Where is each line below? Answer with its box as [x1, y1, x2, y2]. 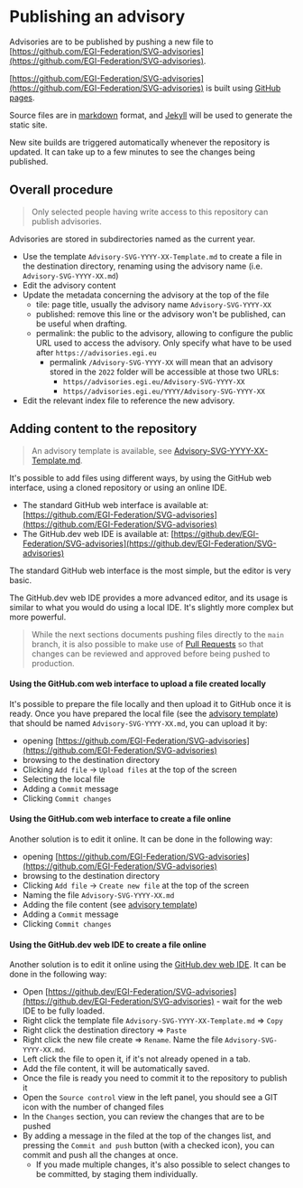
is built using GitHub [206, 82, 281, 93]
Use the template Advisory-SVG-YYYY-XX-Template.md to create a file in [22, 250, 282, 261]
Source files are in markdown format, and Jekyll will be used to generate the [9, 109, 293, 120]
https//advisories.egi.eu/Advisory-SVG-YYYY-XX [62, 377, 245, 386]
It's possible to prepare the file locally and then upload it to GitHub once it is [9, 698, 291, 709]
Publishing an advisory [9, 6, 186, 27]
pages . [9, 92, 35, 103]
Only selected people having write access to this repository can [31, 206, 269, 217]
